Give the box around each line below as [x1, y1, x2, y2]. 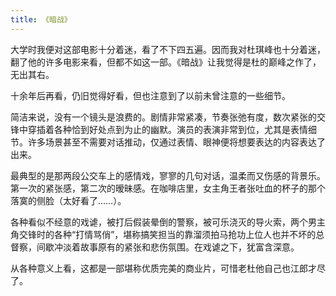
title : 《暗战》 [10, 14, 72, 25]
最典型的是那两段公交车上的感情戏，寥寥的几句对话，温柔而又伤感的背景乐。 [10, 169, 326, 181]
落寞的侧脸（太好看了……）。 [10, 194, 127, 206]
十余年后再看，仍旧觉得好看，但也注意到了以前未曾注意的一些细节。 [10, 89, 291, 101]
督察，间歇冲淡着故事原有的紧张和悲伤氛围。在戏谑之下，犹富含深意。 [10, 241, 300, 253]
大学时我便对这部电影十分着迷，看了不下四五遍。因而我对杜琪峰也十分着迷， [10, 43, 326, 55]
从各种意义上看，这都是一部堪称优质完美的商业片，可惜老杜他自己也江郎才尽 [10, 262, 326, 274]
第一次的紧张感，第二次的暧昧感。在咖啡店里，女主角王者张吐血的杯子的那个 [10, 182, 326, 194]
